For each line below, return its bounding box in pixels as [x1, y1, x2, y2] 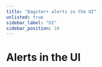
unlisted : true [6, 14, 44, 20]
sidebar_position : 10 [6, 25, 60, 31]
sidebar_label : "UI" [6, 20, 58, 25]
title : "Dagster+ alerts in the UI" [6, 8, 97, 15]
